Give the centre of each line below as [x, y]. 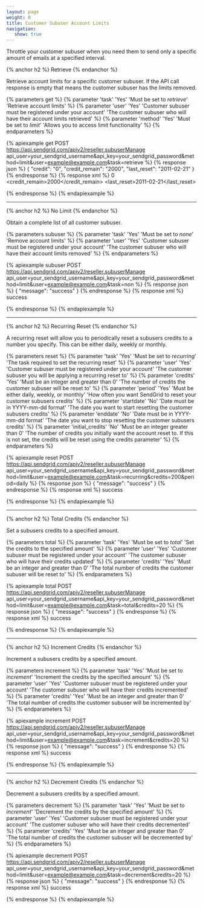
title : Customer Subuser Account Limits [58, 23]
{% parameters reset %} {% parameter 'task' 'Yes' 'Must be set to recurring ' [101, 356]
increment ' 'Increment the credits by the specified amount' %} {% [88, 677]
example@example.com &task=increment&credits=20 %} [118, 740]
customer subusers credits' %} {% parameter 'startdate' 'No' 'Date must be [100, 401]
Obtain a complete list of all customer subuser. [64, 223]
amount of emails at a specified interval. [56, 58]
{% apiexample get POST [38, 143]
